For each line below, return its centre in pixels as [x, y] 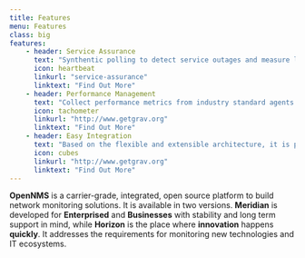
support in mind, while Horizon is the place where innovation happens [142, 224]
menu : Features [38, 26]
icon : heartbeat [64, 69]
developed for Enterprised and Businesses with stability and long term [143, 215]
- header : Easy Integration [79, 136]
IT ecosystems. [38, 244]
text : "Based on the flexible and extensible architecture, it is [162, 144]
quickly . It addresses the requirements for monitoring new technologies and [152, 234]
